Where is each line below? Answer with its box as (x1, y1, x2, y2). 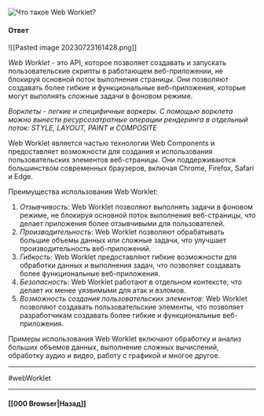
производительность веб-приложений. (19, 244, 152, 254)
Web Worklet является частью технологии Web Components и (8, 138, 215, 148)
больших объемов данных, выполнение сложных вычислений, (8, 342, 219, 352)
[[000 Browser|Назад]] (8, 399, 86, 408)
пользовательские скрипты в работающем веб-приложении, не (8, 67, 224, 76)
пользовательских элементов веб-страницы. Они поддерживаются (8, 155, 236, 165)
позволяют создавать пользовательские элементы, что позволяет (19, 302, 244, 312)
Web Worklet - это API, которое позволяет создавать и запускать (8, 58, 227, 68)
